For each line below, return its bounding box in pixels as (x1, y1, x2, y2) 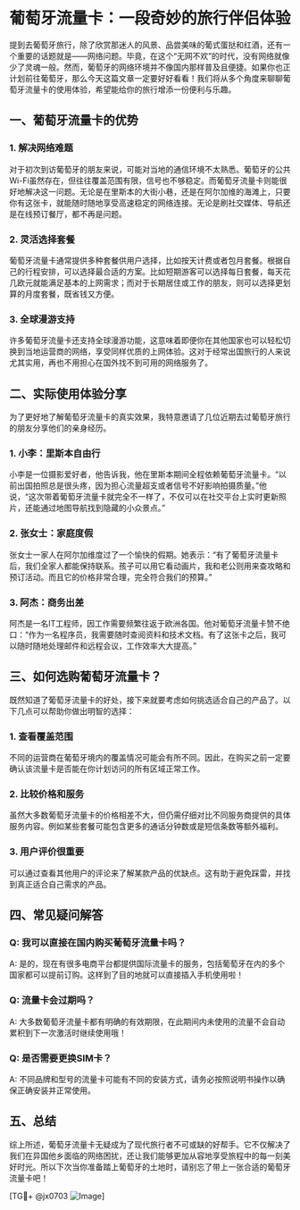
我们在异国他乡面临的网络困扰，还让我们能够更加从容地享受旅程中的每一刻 (9, 1150, 283, 1161)
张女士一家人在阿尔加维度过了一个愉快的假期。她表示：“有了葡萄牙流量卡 (9, 549, 279, 559)
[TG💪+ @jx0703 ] (9, 1190, 105, 1201)
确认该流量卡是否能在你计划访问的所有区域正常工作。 (9, 763, 205, 774)
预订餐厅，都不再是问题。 (32, 208, 127, 219)
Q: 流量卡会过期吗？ (9, 994, 96, 1006)
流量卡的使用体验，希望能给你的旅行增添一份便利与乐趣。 (24, 84, 237, 95)
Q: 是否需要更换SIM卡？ (9, 1052, 112, 1064)
